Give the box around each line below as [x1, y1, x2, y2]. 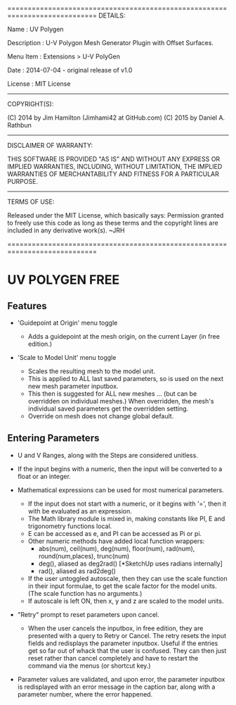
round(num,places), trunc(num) [38, 551, 130, 560]
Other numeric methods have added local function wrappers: [27, 537, 205, 545]
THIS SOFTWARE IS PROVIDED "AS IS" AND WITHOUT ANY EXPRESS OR [7, 155, 221, 163]
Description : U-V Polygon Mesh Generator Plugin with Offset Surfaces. [7, 39, 214, 46]
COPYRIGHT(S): [7, 100, 54, 108]
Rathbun [7, 121, 32, 129]
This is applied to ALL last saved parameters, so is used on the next [27, 375, 223, 382]
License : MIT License [7, 80, 71, 88]
